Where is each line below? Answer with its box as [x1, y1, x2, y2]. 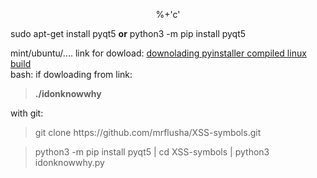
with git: [10, 107, 44, 119]
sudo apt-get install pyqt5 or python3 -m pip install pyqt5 [10, 28, 247, 39]
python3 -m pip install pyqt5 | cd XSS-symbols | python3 [34, 146, 270, 158]
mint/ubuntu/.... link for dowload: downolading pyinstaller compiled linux [10, 47, 307, 59]
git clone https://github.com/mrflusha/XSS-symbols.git [34, 127, 262, 138]
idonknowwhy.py [34, 157, 105, 168]
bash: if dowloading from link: [10, 69, 133, 80]
